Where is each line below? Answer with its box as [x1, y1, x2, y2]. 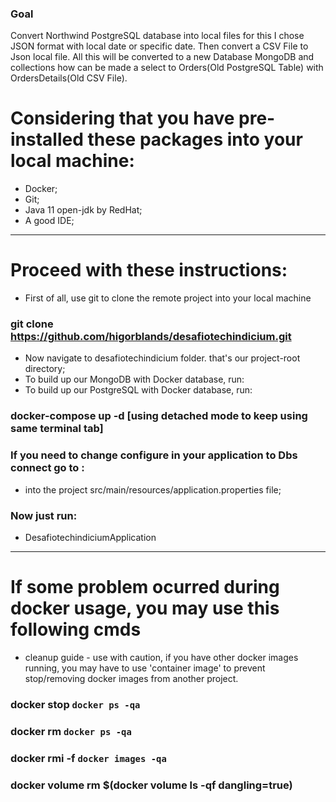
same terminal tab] [10, 422, 104, 436]
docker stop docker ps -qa [10, 697, 141, 711]
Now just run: [10, 508, 78, 522]
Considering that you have [10, 107, 235, 130]
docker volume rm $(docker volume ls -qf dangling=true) [10, 778, 293, 792]
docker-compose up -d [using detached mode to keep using [10, 409, 308, 423]
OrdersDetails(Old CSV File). [10, 72, 128, 84]
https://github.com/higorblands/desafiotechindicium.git [10, 330, 292, 344]
